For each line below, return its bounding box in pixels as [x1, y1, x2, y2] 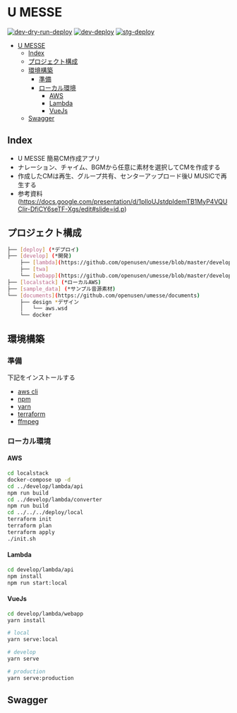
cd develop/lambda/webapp [7, 610, 83, 617]
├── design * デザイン [20, 298, 80, 305]
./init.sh [7, 535, 37, 542]
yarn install [7, 616, 46, 624]
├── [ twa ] [20, 266, 49, 273]
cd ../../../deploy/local [7, 509, 83, 516]
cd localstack [7, 470, 49, 477]
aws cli [17, 387, 39, 396]
